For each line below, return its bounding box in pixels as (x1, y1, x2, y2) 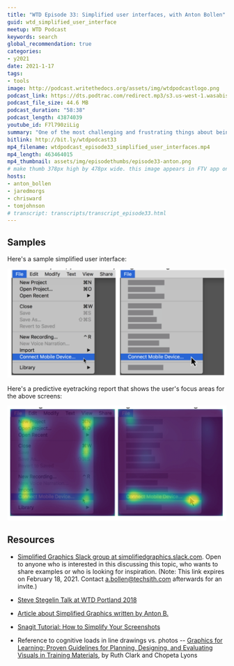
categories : (7, 48, 42, 55)
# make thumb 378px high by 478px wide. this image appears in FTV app (7, 166, 219, 173)
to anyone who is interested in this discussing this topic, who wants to (17, 559, 218, 568)
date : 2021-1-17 (7, 63, 54, 70)
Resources (7, 534, 55, 546)
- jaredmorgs (7, 187, 45, 194)
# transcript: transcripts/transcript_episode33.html (7, 210, 167, 217)
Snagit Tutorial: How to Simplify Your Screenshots (17, 622, 161, 630)
